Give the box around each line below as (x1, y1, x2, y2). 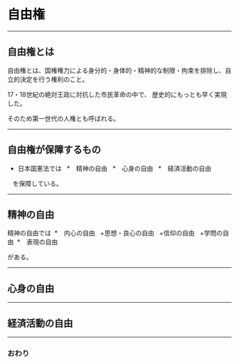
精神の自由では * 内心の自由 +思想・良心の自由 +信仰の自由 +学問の (7, 229, 223, 237)
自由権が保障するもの (7, 144, 101, 156)
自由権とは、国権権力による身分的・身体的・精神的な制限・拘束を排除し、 (7, 66, 225, 75)
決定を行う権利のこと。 (19, 75, 89, 83)
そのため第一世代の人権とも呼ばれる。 (7, 114, 119, 123)
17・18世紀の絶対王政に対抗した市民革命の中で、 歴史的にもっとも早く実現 (7, 90, 228, 98)
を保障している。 (12, 179, 63, 187)
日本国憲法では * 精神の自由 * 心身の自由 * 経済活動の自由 (17, 164, 212, 172)
